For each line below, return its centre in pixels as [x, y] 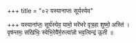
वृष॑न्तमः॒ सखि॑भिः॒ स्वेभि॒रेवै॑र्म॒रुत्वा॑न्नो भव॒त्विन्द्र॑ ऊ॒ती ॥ [60, 32]
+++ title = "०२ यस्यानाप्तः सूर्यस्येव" [50, 11]
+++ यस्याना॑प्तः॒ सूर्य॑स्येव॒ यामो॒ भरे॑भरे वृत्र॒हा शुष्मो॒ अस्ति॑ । [68, 25]
